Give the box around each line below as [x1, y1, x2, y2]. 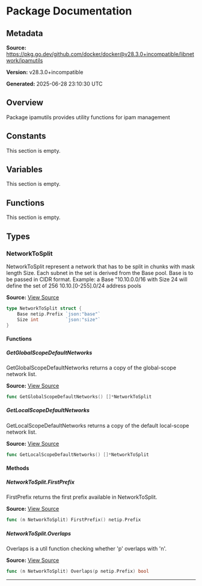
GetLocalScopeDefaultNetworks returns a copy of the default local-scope [6, 422, 189, 429]
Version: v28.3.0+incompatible [6, 69, 84, 76]
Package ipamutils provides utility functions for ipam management [6, 113, 170, 121]
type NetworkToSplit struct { [6, 305, 82, 311]
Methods [6, 464, 29, 472]
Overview [6, 97, 44, 108]
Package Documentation [6, 4, 132, 18]
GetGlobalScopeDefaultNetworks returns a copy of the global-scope [6, 364, 176, 371]
